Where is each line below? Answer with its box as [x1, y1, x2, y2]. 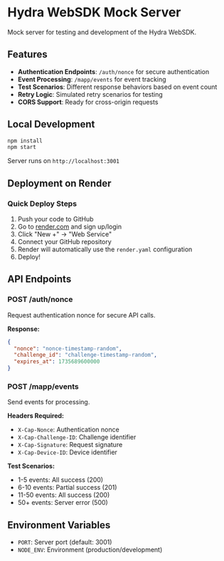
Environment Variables [7, 519, 111, 531]
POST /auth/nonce [7, 295, 73, 305]
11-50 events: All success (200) [17, 491, 110, 499]
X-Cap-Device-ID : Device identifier [17, 448, 117, 456]
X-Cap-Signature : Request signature [17, 441, 123, 449]
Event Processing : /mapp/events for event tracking [17, 75, 166, 83]
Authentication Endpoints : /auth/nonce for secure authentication [17, 67, 210, 75]
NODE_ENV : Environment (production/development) [17, 545, 163, 554]
